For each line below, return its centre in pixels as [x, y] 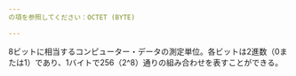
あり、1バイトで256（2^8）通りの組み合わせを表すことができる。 [163, 62]
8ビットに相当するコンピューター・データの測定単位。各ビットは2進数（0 [144, 51]
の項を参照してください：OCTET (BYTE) [72, 17]
